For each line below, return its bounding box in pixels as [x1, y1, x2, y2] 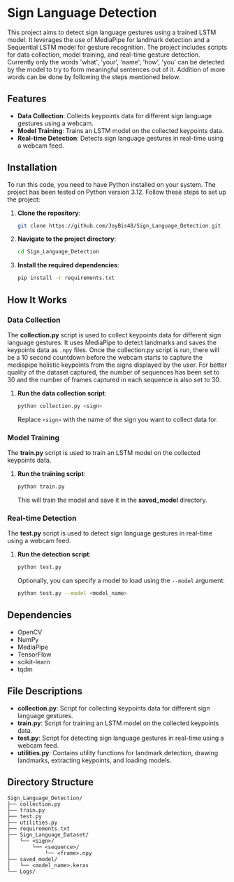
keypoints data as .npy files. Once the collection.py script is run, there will [7, 345, 220, 354]
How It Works [7, 294, 68, 306]
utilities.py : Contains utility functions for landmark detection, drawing [17, 748, 219, 757]
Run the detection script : [17, 550, 92, 559]
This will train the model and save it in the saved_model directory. [17, 496, 207, 504]
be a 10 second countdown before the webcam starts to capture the [7, 353, 203, 361]
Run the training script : [17, 470, 86, 478]
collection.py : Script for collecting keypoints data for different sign [17, 703, 210, 712]
